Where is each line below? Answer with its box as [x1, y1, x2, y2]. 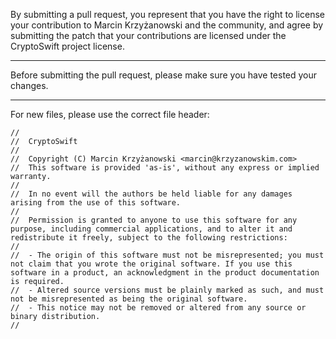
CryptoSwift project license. [10, 40, 125, 52]
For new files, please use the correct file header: [10, 109, 210, 120]
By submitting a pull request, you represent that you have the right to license [10, 9, 325, 20]
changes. [10, 80, 49, 91]
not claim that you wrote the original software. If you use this [10, 259, 293, 269]
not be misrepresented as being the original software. [10, 294, 248, 304]
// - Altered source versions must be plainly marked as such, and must [10, 285, 325, 295]
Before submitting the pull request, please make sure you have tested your [10, 69, 318, 81]
